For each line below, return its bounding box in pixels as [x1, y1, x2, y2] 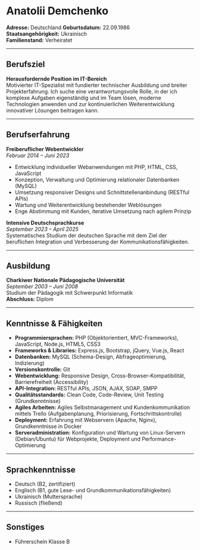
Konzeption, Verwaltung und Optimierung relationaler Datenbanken [14, 176, 180, 183]
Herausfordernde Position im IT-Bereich [6, 75, 107, 82]
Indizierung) [14, 360, 45, 367]
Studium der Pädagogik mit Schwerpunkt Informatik [6, 289, 133, 296]
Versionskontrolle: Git [14, 366, 70, 373]
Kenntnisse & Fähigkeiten [6, 318, 103, 329]
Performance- [142, 436, 177, 443]
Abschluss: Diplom [6, 296, 54, 303]
